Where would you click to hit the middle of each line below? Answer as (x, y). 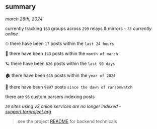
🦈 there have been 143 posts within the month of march (62, 53)
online (12, 33)
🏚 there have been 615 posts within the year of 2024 (60, 75)
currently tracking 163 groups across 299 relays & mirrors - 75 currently (78, 28)
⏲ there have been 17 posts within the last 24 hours (60, 43)
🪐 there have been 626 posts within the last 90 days (60, 63)
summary (21, 7)
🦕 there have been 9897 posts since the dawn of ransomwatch (69, 87)
